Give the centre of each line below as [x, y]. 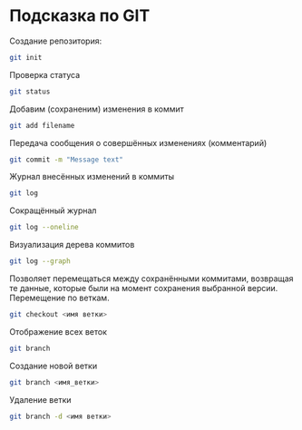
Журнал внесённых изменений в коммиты [92, 177]
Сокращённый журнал [53, 210]
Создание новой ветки [54, 366]
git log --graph [40, 261]
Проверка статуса [45, 74]
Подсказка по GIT [80, 16]
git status [30, 92]
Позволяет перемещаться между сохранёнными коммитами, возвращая [151, 279]
